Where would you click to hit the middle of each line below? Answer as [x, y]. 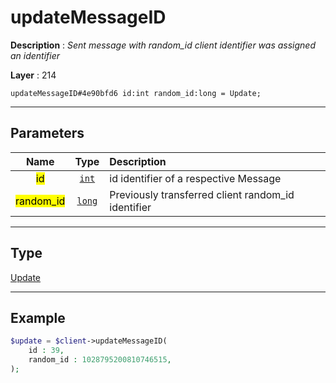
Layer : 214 [33, 75]
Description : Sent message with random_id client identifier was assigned [163, 45]
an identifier [35, 55]
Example [38, 317]
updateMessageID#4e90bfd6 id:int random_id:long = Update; [136, 93]
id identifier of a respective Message [195, 178]
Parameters [47, 133]
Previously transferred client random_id [202, 194]
